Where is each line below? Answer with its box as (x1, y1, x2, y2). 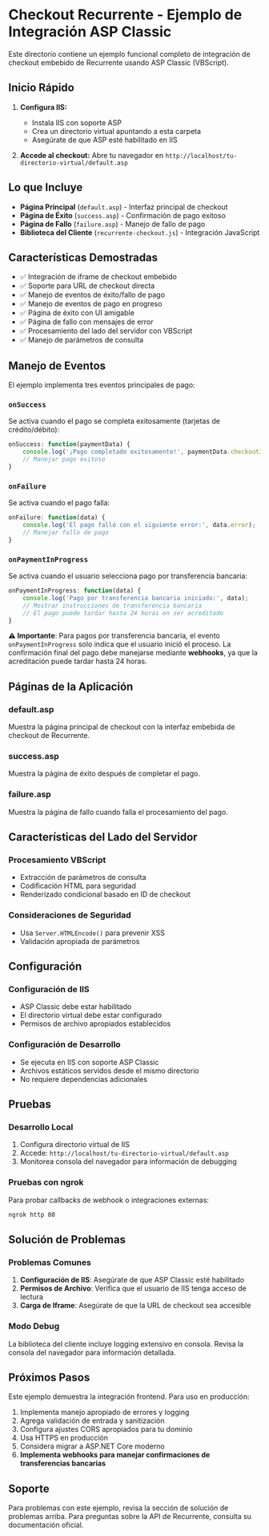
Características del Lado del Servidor (8, 830, 198, 844)
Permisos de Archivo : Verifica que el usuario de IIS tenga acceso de (19, 1283, 247, 1293)
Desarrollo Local (8, 1121, 74, 1133)
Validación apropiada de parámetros (19, 936, 140, 946)
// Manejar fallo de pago (22, 529, 110, 537)
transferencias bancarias (19, 1458, 106, 1469)
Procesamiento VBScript (8, 854, 106, 865)
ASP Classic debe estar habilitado (19, 1002, 132, 1011)
